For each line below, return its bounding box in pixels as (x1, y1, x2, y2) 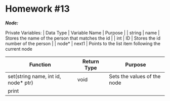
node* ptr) (8, 79, 34, 86)
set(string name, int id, (8, 73, 61, 80)
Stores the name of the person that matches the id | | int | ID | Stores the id (5, 35, 161, 41)
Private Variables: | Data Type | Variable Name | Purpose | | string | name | (5, 29, 160, 36)
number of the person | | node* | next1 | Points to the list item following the (5, 40, 161, 46)
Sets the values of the (109, 73, 161, 80)
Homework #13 (5, 3, 70, 15)
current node (5, 46, 33, 52)
